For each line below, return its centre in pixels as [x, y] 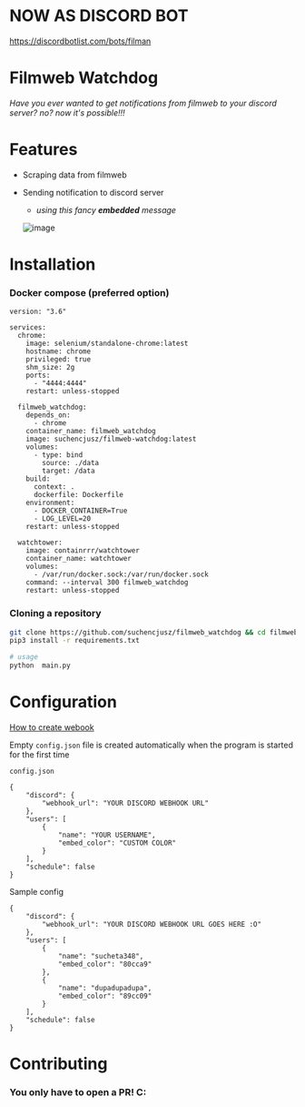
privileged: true [59, 360]
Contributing [59, 1064]
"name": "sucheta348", [101, 957]
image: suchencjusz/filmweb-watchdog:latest [111, 439]
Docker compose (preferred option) [89, 292]
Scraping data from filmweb [74, 175]
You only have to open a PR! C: [78, 1092]
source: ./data [71, 463]
